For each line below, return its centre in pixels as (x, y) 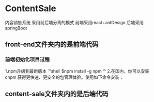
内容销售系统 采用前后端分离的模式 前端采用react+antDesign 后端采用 (74, 22)
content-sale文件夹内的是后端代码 (57, 94)
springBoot (16, 28)
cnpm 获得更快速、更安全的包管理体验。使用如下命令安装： (64, 77)
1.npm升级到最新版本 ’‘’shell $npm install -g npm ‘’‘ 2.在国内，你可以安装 (77, 71)
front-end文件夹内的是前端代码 (52, 44)
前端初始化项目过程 (27, 60)
